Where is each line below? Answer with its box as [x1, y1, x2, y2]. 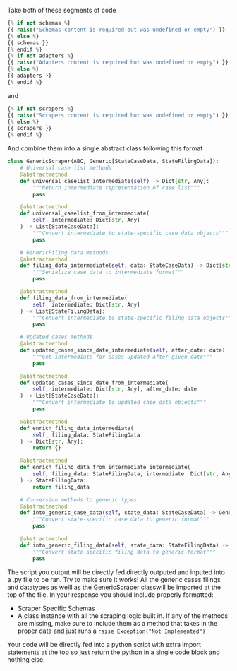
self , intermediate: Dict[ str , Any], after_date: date [32, 386, 197, 393]
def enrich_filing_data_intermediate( [20, 424, 134, 432]
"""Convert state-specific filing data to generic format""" [32, 548, 217, 555]
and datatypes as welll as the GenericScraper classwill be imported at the [7, 583, 221, 591]
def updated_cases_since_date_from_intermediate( [20, 379, 169, 386]
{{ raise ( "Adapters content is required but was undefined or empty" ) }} [7, 59, 229, 66]
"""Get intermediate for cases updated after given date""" [32, 353, 213, 360]
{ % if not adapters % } [7, 52, 74, 59]
